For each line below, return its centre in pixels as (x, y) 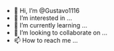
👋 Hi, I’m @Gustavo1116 (47, 11)
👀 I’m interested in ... (43, 18)
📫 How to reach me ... (46, 40)
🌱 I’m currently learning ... (50, 25)
